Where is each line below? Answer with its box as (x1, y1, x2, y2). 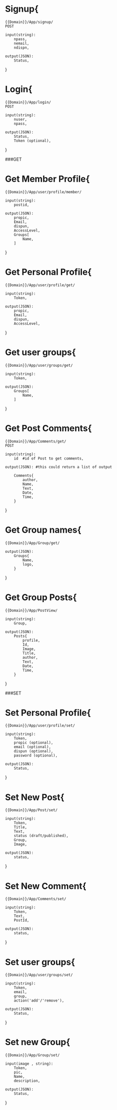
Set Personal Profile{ (5, 707, 91, 718)
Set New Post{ (5, 792, 65, 803)
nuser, (14, 117, 27, 122)
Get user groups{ (5, 347, 76, 357)
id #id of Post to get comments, (14, 456, 84, 461)
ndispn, (14, 45, 29, 50)
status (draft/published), (14, 834, 69, 838)
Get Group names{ (5, 524, 81, 535)
